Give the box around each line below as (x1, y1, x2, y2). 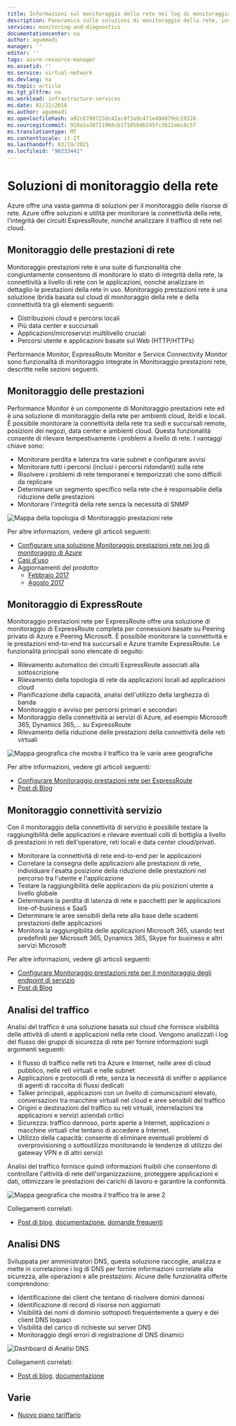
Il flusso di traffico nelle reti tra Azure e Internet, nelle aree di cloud (17, 1059, 211, 1067)
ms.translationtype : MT (7, 128, 77, 135)
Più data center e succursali (17, 321, 98, 329)
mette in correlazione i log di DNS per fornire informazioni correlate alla (7, 1264, 214, 1273)
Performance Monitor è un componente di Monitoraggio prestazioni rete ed (7, 404, 225, 412)
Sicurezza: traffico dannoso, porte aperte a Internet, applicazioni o (17, 1118, 210, 1127)
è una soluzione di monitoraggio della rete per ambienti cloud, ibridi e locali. (7, 411, 227, 419)
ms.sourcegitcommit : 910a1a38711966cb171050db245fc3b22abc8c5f (7, 121, 197, 129)
